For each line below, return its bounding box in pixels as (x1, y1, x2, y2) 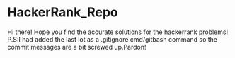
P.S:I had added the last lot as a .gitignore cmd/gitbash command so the (7, 35, 218, 43)
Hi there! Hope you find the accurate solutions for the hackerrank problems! (7, 28, 229, 36)
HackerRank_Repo (7, 4, 118, 21)
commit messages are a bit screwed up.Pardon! (7, 42, 147, 51)
